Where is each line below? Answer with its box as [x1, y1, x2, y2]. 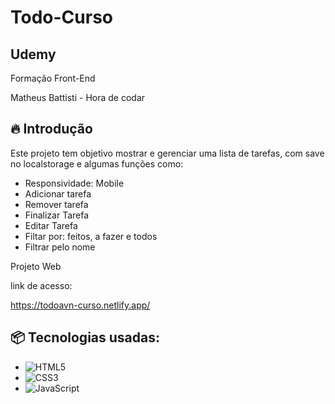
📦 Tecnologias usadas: [10, 329, 160, 346]
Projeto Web [10, 260, 62, 272]
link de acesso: [10, 279, 73, 291]
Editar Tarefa [24, 219, 78, 231]
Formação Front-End [10, 72, 96, 84]
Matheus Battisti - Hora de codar [10, 92, 146, 103]
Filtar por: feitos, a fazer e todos [24, 230, 158, 242]
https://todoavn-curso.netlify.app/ [10, 299, 151, 311]
